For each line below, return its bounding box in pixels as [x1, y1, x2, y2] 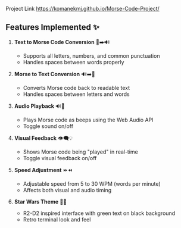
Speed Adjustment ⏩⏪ [14, 166, 73, 173]
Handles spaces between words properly [23, 58, 124, 65]
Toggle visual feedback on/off [23, 154, 97, 161]
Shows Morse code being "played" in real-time [23, 148, 138, 155]
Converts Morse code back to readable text [23, 84, 130, 91]
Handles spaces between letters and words [23, 90, 130, 98]
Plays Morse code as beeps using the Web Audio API [23, 116, 154, 123]
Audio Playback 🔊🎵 [14, 102, 65, 110]
